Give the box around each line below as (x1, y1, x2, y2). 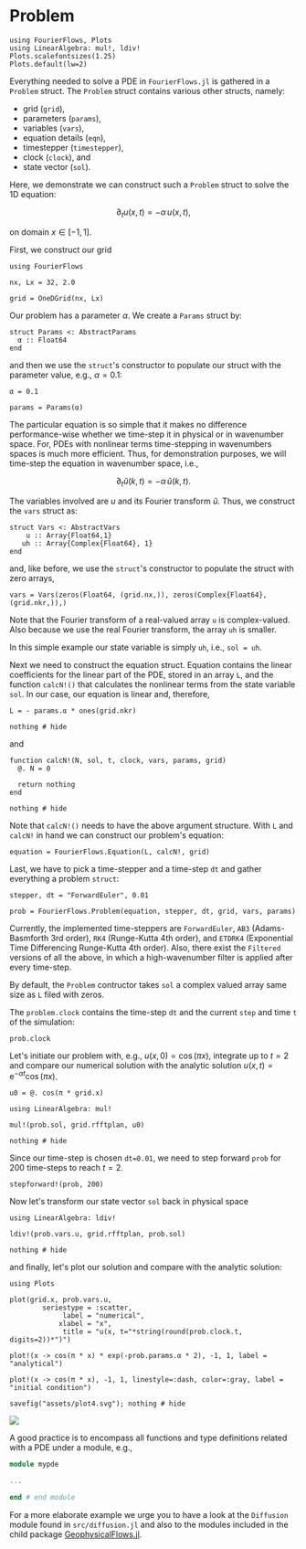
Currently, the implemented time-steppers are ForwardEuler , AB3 (9, 922, 250, 933)
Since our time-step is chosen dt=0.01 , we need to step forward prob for (9, 1152, 281, 1163)
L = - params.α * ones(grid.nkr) (9, 706, 137, 716)
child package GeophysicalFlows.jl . (9, 1528, 142, 1540)
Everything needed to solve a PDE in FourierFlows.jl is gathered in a (9, 75, 270, 87)
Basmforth (9, 932, 49, 943)
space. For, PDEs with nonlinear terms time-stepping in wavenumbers (9, 438, 272, 449)
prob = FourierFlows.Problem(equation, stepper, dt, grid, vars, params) (9, 907, 297, 916)
